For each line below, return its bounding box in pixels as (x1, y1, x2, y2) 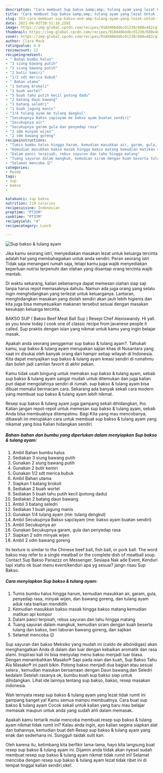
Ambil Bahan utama (12, 475, 52, 481)
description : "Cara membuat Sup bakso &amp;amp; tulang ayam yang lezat (5, 7, 155, 12)
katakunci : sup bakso (5, 196, 49, 201)
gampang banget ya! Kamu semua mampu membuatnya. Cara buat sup (5, 697, 148, 703)
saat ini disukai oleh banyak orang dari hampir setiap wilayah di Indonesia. (5, 350, 153, 357)
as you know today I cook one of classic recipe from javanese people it (5, 321, 147, 327)
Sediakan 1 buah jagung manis (12, 506, 74, 512)
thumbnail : (5, 30, 28, 34)
